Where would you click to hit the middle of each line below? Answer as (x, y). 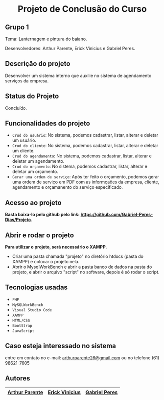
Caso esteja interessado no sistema (61, 346)
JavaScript (23, 331)
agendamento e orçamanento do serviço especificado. (68, 187)
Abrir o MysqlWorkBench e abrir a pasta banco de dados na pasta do (82, 267)
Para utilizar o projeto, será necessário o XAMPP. (56, 247)
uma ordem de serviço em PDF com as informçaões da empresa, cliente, (86, 182)
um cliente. (23, 151)
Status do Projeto (32, 96)
